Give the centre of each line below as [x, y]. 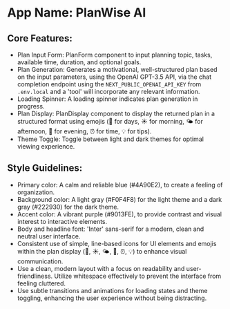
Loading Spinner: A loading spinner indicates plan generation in [107, 99]
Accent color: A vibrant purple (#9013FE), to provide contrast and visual [119, 214]
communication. [40, 261]
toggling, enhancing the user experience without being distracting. [112, 298]
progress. [31, 106]
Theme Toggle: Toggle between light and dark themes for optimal [110, 139]
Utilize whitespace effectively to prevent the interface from [138, 276]
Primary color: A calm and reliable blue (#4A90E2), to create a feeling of [120, 185]
